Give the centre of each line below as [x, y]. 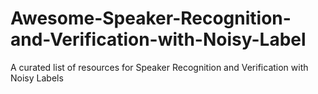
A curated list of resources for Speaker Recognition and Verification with [159, 67]
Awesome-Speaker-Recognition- [151, 18]
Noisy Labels [37, 78]
